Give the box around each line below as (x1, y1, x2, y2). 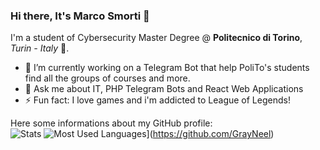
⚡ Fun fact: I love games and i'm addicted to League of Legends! (24, 94, 291, 106)
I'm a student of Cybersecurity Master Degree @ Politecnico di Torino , (10, 32, 303, 44)
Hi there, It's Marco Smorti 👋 (10, 9, 150, 23)
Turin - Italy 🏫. (10, 42, 70, 54)
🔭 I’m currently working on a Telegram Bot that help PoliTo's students (24, 62, 310, 74)
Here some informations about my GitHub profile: (10, 117, 213, 129)
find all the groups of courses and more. (24, 72, 191, 84)
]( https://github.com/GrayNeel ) (146, 128, 275, 140)
